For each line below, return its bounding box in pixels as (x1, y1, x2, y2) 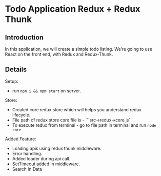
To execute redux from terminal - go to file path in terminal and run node (12, 122, 157, 128)
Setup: (5, 78, 19, 84)
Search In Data (12, 166, 42, 172)
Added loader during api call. (12, 156, 71, 161)
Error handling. (12, 150, 42, 156)
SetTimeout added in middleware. (12, 161, 80, 167)
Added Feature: (5, 136, 37, 142)
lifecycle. (12, 112, 31, 117)
